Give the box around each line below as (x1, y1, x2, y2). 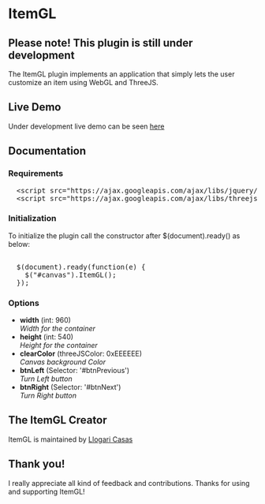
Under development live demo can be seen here (8, 121, 165, 131)
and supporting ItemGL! (8, 487, 85, 496)
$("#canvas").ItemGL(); (24, 270, 117, 279)
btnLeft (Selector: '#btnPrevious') (19, 366, 130, 375)
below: (8, 239, 30, 248)
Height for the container (19, 341, 99, 350)
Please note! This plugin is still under (8, 36, 193, 50)
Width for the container (19, 324, 96, 334)
